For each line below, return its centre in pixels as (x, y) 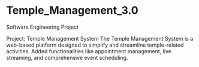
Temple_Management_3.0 (73, 10)
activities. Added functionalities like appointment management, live (89, 51)
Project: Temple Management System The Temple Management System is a (100, 38)
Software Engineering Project (43, 27)
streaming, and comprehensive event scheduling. (67, 57)
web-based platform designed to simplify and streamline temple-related (95, 45)
